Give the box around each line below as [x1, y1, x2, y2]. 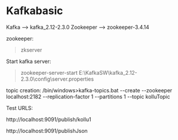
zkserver [20, 46, 42, 54]
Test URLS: [6, 104, 34, 111]
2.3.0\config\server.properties [20, 75, 94, 82]
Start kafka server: [6, 58, 51, 65]
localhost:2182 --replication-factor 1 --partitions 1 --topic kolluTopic [6, 93, 170, 100]
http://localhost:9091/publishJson [6, 127, 88, 134]
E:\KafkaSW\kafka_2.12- [78, 69, 137, 76]
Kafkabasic [6, 4, 63, 18]
